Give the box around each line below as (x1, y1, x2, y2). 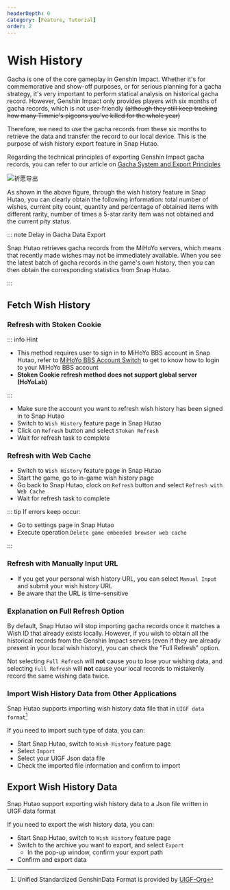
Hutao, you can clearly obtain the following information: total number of (7, 195, 209, 203)
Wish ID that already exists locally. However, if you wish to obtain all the (7, 629, 209, 637)
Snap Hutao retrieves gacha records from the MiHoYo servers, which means (7, 244, 222, 252)
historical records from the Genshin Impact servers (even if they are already (7, 636, 221, 645)
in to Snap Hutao (16, 412, 65, 420)
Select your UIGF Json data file (16, 754, 105, 762)
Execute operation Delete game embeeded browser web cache (16, 529, 187, 537)
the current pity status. (7, 217, 72, 225)
